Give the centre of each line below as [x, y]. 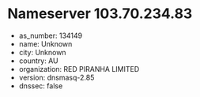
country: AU [38, 61]
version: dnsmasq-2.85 [57, 77]
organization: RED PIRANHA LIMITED [79, 69]
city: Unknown [42, 52]
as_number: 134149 [51, 35]
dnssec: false [41, 86]
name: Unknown [45, 43]
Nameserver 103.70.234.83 [100, 14]
